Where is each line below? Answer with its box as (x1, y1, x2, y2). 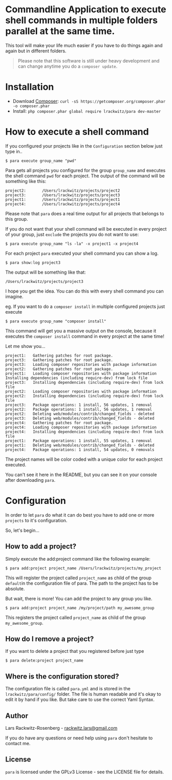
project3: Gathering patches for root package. (5, 357, 114, 362)
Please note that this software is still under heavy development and (17, 57, 160, 64)
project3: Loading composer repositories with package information (5, 362, 157, 367)
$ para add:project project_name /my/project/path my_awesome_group (5, 605, 155, 610)
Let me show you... (5, 343, 46, 349)
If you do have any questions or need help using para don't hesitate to (5, 735, 153, 741)
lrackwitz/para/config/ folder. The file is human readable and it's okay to (5, 691, 161, 697)
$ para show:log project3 (5, 260, 60, 265)
